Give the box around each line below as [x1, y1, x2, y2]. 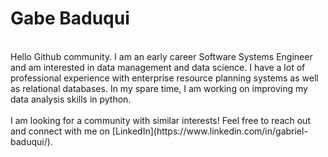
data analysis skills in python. [10, 93, 132, 105]
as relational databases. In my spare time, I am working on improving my [10, 82, 308, 94]
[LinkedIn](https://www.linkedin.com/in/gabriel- [111, 125, 308, 137]
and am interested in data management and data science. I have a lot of [10, 61, 306, 73]
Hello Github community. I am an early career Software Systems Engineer [10, 50, 313, 62]
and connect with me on [10, 125, 110, 137]
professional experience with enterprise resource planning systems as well [10, 72, 319, 84]
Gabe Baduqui [10, 7, 130, 30]
